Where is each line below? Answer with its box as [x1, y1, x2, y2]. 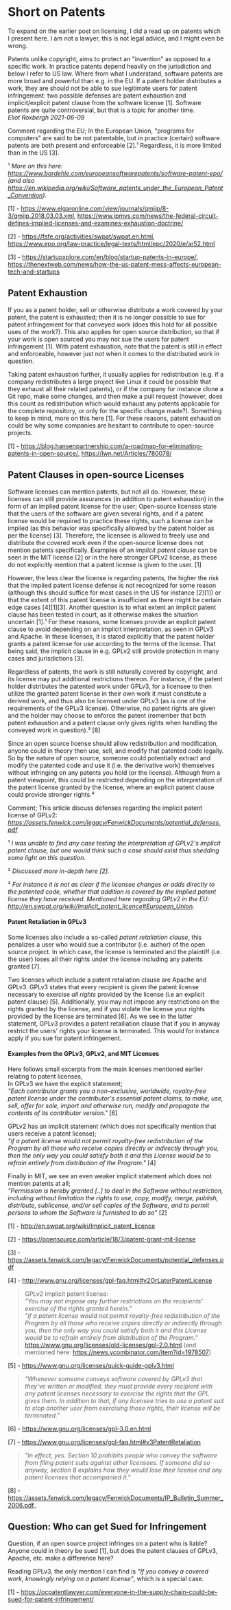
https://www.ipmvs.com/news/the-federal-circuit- [77, 211, 219, 220]
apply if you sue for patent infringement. [8, 1034, 122, 1042]
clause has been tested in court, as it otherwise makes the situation [8, 610, 198, 619]
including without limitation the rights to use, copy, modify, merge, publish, [8, 1193, 219, 1202]
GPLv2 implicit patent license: [24, 1290, 109, 1298]
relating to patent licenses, [8, 1072, 83, 1080]
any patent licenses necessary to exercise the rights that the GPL [24, 1389, 210, 1398]
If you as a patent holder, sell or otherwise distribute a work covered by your [8, 305, 223, 313]
